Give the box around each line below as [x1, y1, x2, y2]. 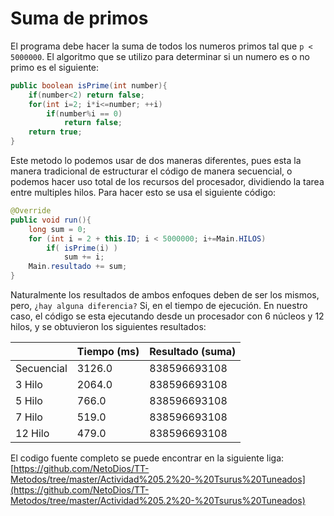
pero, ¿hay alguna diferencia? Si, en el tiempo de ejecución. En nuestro [10, 300, 308, 312]
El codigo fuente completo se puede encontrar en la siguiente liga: [10, 452, 285, 464]
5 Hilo [15, 394, 43, 408]
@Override [10, 206, 52, 216]
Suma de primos [10, 7, 149, 30]
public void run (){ [10, 215, 92, 225]
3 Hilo [15, 378, 43, 392]
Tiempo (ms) [76, 345, 140, 359]
